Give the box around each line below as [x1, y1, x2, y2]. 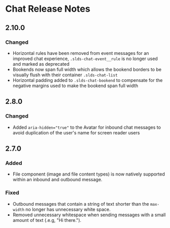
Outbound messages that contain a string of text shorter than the [12, 201, 149, 207]
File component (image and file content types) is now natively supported [12, 171, 165, 177]
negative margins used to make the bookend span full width [12, 82, 138, 89]
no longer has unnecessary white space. [25, 206, 111, 212]
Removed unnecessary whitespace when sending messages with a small [12, 212, 166, 218]
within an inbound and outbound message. [12, 177, 103, 183]
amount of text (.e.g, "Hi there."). [12, 217, 81, 223]
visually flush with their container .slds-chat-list [12, 72, 118, 78]
